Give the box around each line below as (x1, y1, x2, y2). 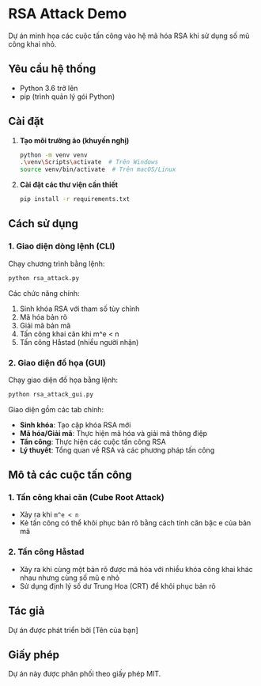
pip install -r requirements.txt (19, 195, 130, 203)
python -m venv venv (19, 151, 88, 159)
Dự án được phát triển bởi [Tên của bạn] (8, 625, 138, 635)
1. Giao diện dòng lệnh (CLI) (8, 241, 115, 252)
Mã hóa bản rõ (19, 312, 68, 321)
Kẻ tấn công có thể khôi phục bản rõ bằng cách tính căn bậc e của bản (19, 518, 252, 528)
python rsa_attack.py (8, 274, 80, 282)
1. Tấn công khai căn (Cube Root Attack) (8, 492, 165, 503)
